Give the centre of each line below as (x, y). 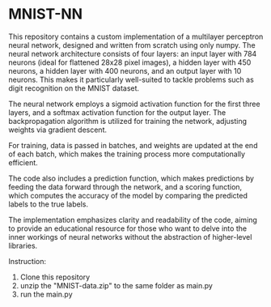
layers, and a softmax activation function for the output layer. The (117, 112)
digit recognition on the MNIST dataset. (74, 88)
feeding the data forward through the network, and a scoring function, (125, 186)
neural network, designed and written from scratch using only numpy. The (132, 45)
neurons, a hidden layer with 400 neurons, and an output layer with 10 (125, 70)
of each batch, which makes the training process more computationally (127, 154)
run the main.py (46, 294)
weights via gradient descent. (58, 130)
